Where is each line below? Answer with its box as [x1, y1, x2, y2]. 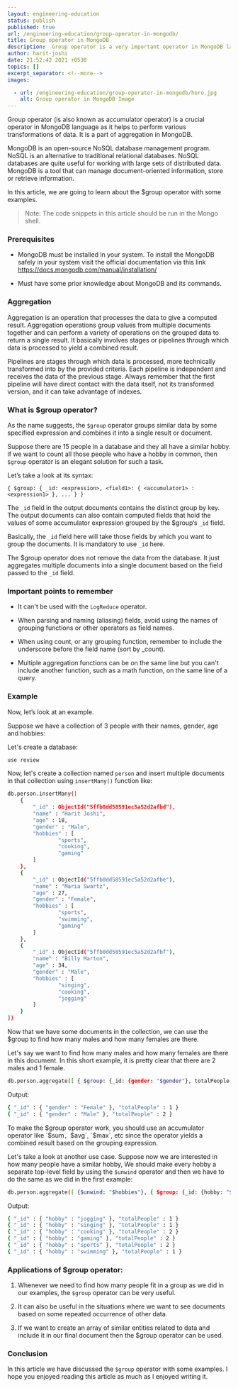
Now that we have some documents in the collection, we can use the [7, 1028, 208, 1036]
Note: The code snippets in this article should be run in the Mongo [24, 209, 218, 218]
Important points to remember [7, 586, 113, 596]
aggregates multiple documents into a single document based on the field [7, 561, 223, 570]
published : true [7, 23, 55, 30]
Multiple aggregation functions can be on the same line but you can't [17, 659, 220, 667]
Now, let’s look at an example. [7, 707, 94, 716]
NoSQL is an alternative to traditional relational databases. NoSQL [7, 152, 200, 160]
